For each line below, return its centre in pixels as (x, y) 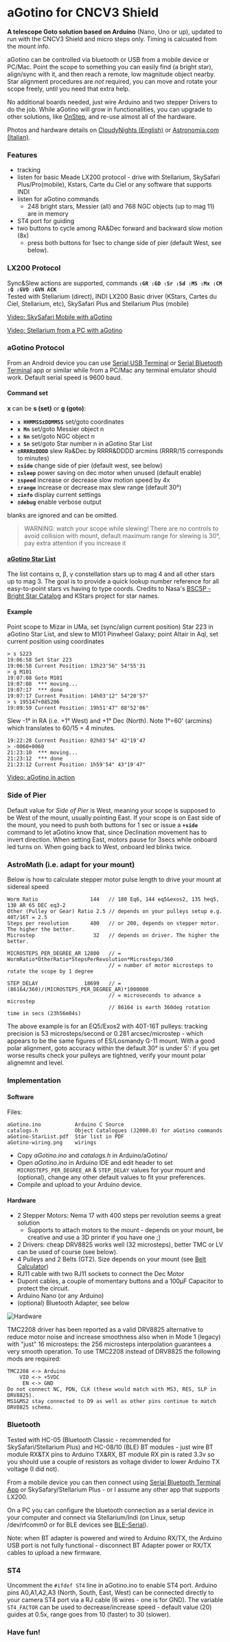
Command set (27, 393)
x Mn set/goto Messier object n (60, 429)
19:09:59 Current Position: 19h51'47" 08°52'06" (78, 708)
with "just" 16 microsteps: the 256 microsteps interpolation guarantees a (109, 1344)
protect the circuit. (43, 1288)
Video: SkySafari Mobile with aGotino (60, 316)
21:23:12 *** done (35, 759)
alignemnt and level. (35, 1063)
